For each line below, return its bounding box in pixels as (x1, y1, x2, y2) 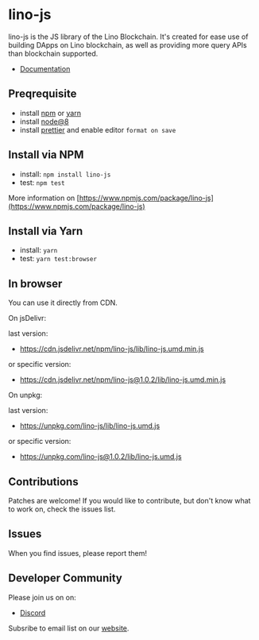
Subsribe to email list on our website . (8, 623, 129, 633)
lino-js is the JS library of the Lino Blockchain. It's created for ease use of (8, 32, 249, 41)
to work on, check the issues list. (8, 504, 116, 514)
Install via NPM (8, 148, 84, 162)
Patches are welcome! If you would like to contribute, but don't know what (8, 496, 251, 505)
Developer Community (8, 572, 123, 585)
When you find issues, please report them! (8, 548, 148, 557)
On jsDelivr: (8, 314, 46, 323)
